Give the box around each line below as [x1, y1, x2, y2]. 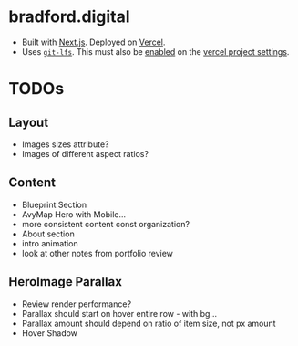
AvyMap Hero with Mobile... [21, 208, 127, 220]
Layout [8, 114, 49, 130]
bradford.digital [8, 6, 130, 27]
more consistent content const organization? [21, 218, 190, 229]
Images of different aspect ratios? [21, 148, 149, 159]
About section [21, 228, 75, 239]
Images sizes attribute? [21, 139, 109, 150]
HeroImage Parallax [8, 274, 122, 289]
